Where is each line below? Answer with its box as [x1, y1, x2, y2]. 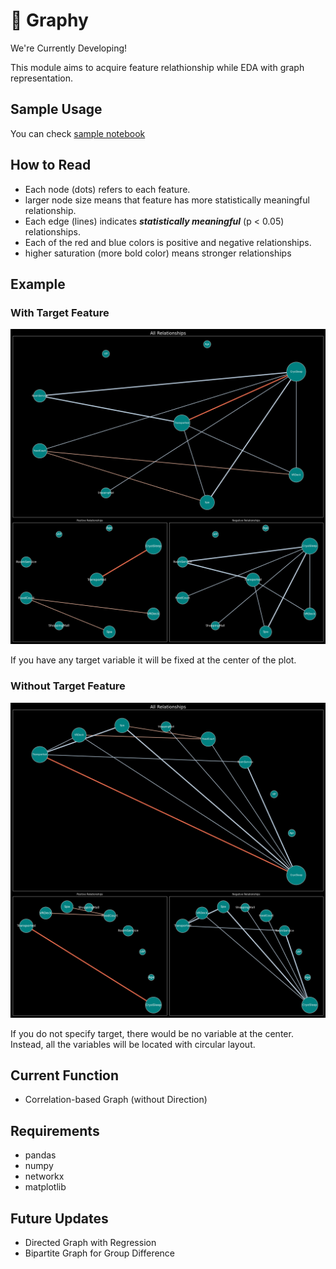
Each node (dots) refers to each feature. [24, 183, 191, 195]
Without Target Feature [10, 679, 126, 693]
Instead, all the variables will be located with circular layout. [10, 1038, 256, 1050]
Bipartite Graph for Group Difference [24, 1247, 176, 1259]
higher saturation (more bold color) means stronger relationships [24, 247, 292, 259]
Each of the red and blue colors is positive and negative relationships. [24, 236, 312, 248]
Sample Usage [10, 101, 103, 118]
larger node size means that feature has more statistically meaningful [24, 194, 310, 206]
